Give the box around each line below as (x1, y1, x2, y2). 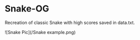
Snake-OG (5, 3, 49, 14)
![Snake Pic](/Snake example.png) (5, 29, 76, 35)
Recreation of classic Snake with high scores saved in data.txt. (5, 19, 135, 25)
